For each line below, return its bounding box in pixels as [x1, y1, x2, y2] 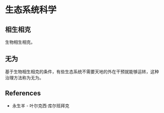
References [5, 89, 41, 97]
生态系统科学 [5, 4, 57, 16]
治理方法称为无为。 [5, 75, 44, 80]
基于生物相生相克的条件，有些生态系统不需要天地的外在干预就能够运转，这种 [5, 69, 159, 75]
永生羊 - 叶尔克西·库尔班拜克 [12, 103, 70, 109]
